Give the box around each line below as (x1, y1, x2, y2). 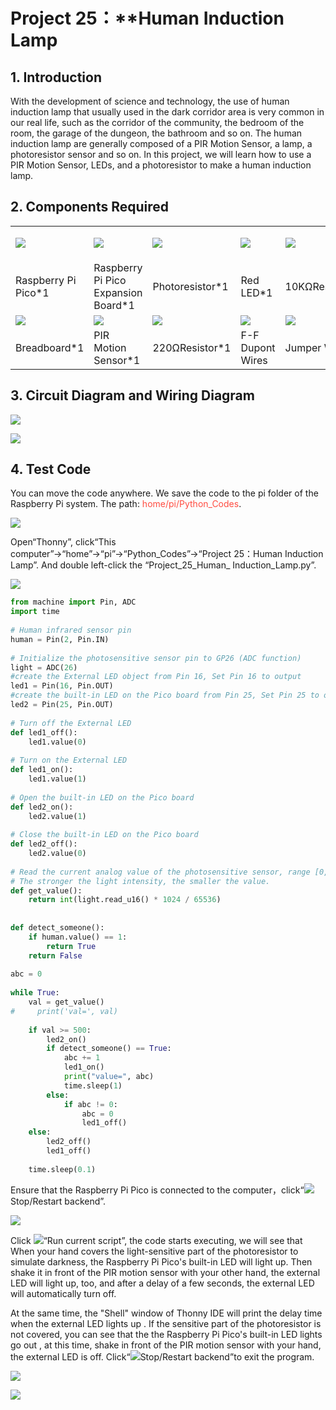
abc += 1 (63, 1053, 101, 1063)
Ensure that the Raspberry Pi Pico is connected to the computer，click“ (10, 1184, 305, 1196)
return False (28, 950, 83, 961)
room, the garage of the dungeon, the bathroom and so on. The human (10, 127, 303, 139)
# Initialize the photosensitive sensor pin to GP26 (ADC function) (10, 653, 302, 663)
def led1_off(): (10, 727, 78, 738)
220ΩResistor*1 (152, 340, 232, 354)
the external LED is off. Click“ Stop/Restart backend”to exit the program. (10, 1350, 315, 1363)
